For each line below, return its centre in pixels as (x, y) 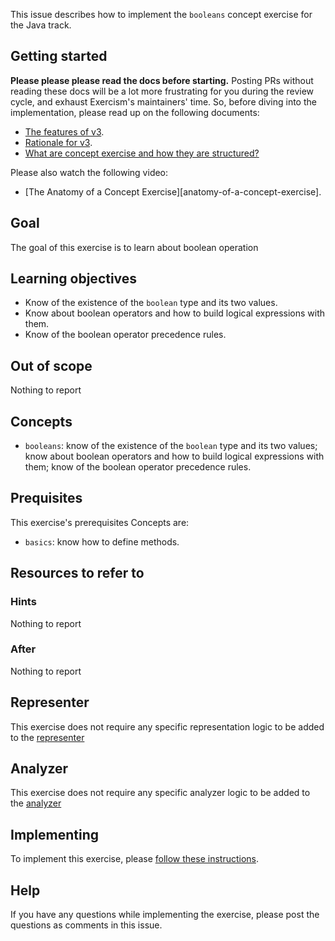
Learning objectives (74, 279)
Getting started (59, 56)
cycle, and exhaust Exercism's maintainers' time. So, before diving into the (163, 101)
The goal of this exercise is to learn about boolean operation (134, 247)
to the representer (47, 737)
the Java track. (41, 25)
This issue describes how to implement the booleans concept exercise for (161, 14)
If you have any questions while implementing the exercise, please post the (165, 915)
